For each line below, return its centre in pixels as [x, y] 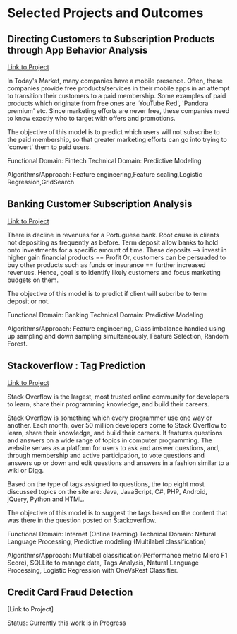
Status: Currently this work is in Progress [67, 623]
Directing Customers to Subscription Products [111, 39]
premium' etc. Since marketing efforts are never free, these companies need [119, 111]
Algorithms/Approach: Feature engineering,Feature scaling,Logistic [105, 174]
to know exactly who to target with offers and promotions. [91, 118]
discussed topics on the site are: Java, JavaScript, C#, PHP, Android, [108, 491]
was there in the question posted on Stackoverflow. [82, 520]
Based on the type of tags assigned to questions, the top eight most [106, 484]
